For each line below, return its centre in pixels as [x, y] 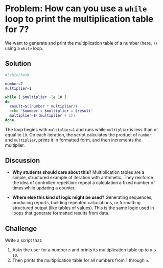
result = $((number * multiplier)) [44, 107]
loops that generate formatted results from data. [61, 213]
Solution [18, 64]
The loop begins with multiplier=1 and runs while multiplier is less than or [81, 129]
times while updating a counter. [44, 188]
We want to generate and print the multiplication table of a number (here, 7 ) [81, 43]
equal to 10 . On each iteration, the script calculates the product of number [78, 134]
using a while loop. [24, 48]
